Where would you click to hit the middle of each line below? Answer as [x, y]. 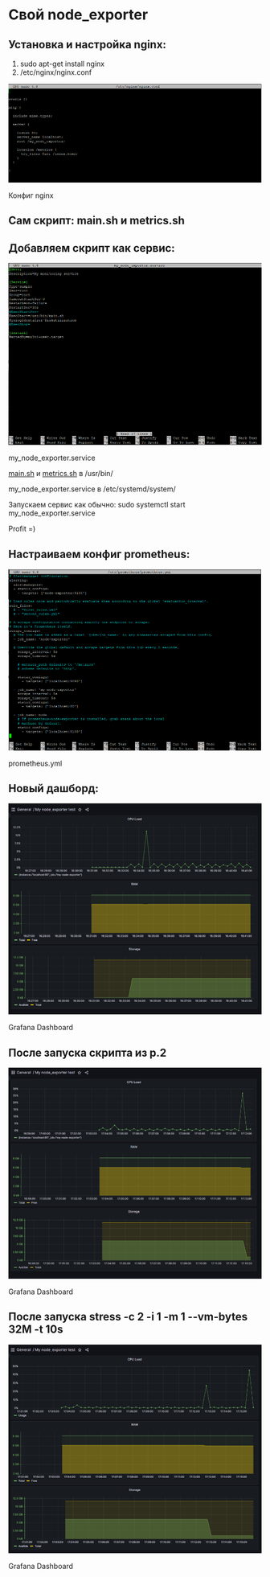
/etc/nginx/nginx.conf [56, 72]
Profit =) [22, 529]
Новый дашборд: [53, 788]
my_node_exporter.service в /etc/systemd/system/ [92, 489]
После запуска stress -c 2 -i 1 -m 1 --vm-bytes [128, 1317]
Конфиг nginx [31, 195]
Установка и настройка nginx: [88, 45]
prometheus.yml [35, 763]
